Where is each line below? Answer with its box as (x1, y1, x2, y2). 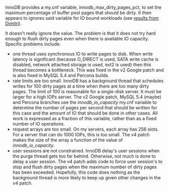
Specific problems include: (5, 41, 61, 47)
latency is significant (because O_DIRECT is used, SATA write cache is (12, 56, 159, 62)
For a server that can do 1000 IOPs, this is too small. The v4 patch (12, 132, 150, 137)
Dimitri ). (5, 20, 22, 26)
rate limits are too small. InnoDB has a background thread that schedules (12, 78, 164, 84)
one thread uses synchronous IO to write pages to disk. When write (12, 51, 153, 57)
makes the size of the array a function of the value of (12, 137, 123, 143)
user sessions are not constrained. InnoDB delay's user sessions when (12, 148, 160, 154)
